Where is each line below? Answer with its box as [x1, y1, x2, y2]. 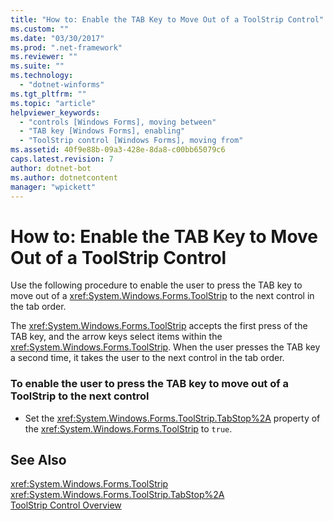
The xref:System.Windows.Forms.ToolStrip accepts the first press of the [10, 320, 308, 332]
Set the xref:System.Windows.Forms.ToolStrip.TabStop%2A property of [24, 412, 321, 424]
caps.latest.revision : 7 [10, 154, 114, 164]
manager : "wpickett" [10, 182, 97, 192]
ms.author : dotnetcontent [10, 172, 118, 183]
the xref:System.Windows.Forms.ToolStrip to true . [24, 422, 233, 435]
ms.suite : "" [10, 61, 65, 71]
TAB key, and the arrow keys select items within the [10, 331, 223, 343]
